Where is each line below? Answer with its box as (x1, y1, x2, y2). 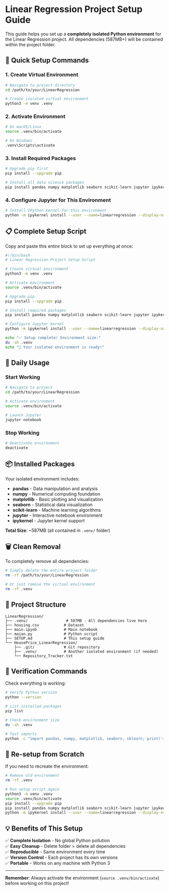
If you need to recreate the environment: (5, 763, 89, 769)
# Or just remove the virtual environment (5, 582, 96, 587)
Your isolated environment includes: (5, 475, 79, 481)
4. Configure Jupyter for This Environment (5, 196, 111, 203)
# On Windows (5, 138, 33, 143)
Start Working (5, 374, 40, 381)
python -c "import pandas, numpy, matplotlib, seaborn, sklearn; (5, 736, 145, 741)
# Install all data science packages (5, 180, 84, 185)
